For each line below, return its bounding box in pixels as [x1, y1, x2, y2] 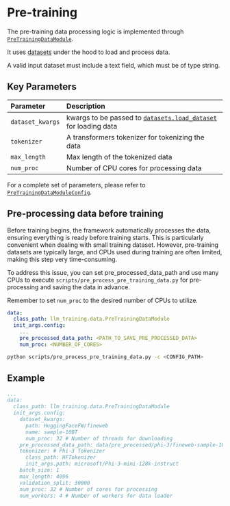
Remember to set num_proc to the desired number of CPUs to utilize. [7, 296, 199, 304]
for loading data [66, 121, 118, 131]
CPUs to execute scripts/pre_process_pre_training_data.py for [7, 276, 188, 284]
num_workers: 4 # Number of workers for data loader [19, 492, 173, 499]
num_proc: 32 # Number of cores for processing [19, 485, 157, 493]
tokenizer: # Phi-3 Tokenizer [19, 448, 106, 455]
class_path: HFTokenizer [25, 454, 97, 461]
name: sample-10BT [25, 429, 78, 436]
